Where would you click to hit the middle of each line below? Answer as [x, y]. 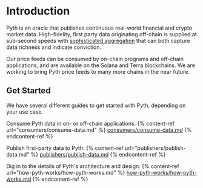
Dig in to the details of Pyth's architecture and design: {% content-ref [93, 166]
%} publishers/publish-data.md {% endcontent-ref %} [98, 154]
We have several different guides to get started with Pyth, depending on [96, 105]
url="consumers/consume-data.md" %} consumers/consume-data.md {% [99, 130]
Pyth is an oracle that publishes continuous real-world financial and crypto [99, 28]
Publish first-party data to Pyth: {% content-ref [65, 148]
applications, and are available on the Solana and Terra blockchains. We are [101, 65]
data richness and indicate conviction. [54, 47]
